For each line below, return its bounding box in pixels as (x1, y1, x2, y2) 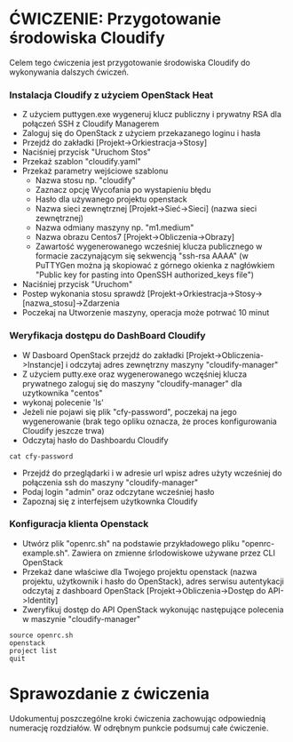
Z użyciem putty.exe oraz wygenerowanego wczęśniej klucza (21, 369, 247, 379)
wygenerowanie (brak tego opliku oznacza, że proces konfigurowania (21, 416, 277, 427)
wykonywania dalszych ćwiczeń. (9, 67, 130, 77)
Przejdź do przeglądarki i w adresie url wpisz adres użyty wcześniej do (21, 467, 282, 478)
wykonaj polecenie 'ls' (21, 396, 105, 408)
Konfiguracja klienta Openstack (9, 518, 149, 531)
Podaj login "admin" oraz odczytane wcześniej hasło (21, 486, 215, 497)
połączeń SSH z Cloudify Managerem (21, 118, 160, 129)
